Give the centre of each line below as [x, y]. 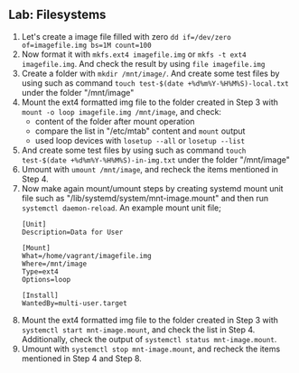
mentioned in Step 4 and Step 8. [81, 358]
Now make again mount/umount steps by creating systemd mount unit [152, 188]
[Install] [40, 295]
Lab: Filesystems [57, 15]
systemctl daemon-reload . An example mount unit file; [121, 208]
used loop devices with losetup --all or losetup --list [140, 140]
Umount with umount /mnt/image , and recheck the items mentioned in [150, 169]
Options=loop [46, 279]
